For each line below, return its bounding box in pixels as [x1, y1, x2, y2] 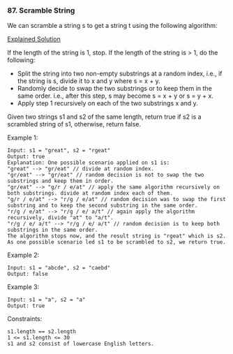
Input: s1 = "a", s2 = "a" [7, 296, 86, 304]
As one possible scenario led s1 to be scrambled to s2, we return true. [7, 239, 227, 246]
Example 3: [7, 283, 40, 291]
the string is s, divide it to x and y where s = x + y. [17, 77, 160, 85]
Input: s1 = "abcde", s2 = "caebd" [7, 265, 111, 272]
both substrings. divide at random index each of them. [7, 190, 173, 197]
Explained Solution [7, 35, 61, 43]
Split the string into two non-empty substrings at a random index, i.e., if [17, 69, 223, 78]
